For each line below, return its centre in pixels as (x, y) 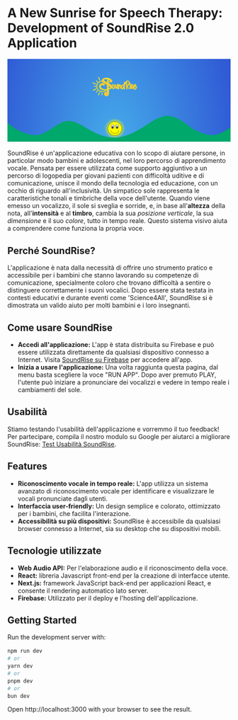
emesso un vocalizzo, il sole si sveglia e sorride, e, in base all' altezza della (116, 206)
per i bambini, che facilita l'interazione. (74, 513)
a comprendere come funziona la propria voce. (76, 229)
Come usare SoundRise (60, 327)
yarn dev (20, 666)
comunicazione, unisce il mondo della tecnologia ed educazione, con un (113, 183)
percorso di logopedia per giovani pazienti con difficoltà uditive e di (106, 176)
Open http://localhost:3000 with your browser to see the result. (100, 709)
